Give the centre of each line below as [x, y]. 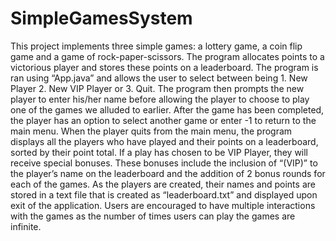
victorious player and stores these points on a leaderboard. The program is [164, 67]
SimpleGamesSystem [101, 18]
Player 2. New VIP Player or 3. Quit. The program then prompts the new [157, 88]
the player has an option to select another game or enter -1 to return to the [163, 120]
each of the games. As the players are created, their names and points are [163, 184]
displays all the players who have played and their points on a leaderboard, [164, 141]
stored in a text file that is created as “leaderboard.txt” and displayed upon [164, 194]
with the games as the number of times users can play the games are [153, 216]
